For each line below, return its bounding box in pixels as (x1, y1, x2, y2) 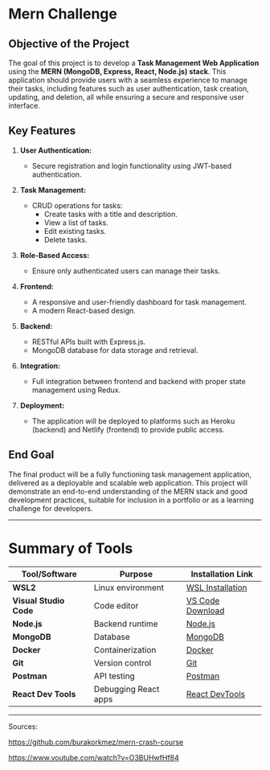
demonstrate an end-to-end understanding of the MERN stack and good (8, 486, 247, 496)
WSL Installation (186, 582, 247, 593)
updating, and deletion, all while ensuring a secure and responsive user (8, 92, 245, 101)
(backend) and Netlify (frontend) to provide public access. (31, 424, 225, 434)
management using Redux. (31, 385, 121, 395)
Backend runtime (93, 618, 158, 629)
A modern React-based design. (31, 305, 137, 315)
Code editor (93, 600, 139, 611)
